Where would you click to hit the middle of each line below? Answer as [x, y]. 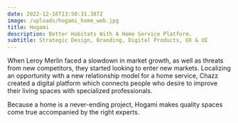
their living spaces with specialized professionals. [80, 91]
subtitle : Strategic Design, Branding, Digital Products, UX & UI [108, 41]
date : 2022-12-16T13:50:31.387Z [55, 14]
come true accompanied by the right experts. [74, 112]
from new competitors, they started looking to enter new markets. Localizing [119, 68]
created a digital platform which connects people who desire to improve [113, 83]
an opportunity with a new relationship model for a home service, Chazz [113, 76]
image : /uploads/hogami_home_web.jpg [63, 21]
